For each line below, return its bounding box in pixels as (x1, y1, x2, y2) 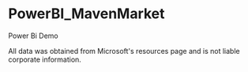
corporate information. (8, 55, 81, 64)
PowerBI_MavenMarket (8, 5, 165, 23)
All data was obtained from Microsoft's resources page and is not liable (8, 46, 240, 55)
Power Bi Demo (8, 31, 58, 40)
